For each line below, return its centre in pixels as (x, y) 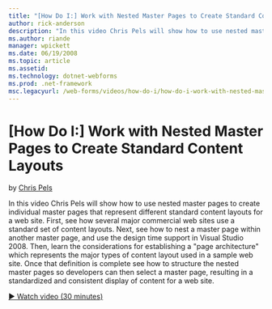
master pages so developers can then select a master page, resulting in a (131, 273)
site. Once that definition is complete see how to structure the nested (123, 264)
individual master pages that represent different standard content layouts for (136, 212)
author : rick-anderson (47, 23)
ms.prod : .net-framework (50, 83)
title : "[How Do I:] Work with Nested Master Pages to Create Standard (132, 16)
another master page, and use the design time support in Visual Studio (126, 238)
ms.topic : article (39, 61)
